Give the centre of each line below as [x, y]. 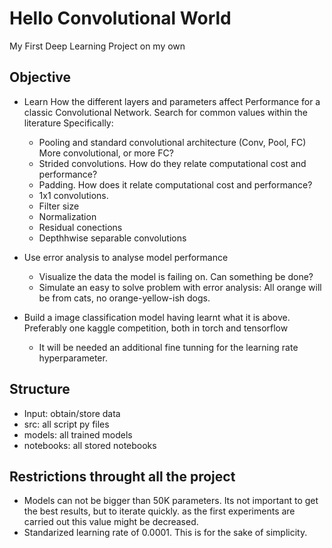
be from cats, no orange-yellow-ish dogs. [124, 298]
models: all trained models [78, 434]
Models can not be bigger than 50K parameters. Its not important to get [171, 501]
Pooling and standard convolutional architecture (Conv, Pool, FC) [172, 142]
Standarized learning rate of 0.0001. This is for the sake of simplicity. [165, 533]
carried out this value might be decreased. [111, 522]
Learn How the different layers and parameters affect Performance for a [172, 101]
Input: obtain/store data [72, 413]
